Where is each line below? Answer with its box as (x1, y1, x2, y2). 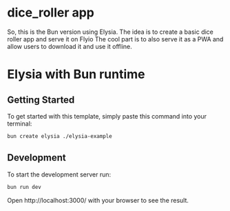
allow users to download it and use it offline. (7, 42, 132, 50)
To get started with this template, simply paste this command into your (7, 112, 207, 120)
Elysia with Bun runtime (7, 67, 146, 82)
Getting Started (7, 94, 75, 105)
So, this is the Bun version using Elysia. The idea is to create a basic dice (7, 28, 213, 36)
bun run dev (7, 183, 41, 190)
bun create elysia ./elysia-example (7, 132, 112, 139)
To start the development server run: (7, 170, 112, 179)
